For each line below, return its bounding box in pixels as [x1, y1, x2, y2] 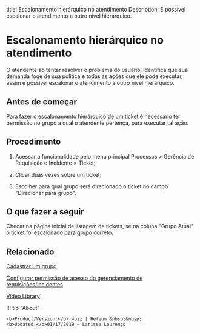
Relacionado [6, 246, 55, 257]
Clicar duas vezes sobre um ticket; [15, 171, 102, 178]
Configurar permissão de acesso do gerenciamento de [6, 274, 143, 282]
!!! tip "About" [6, 305, 40, 312]
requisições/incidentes [6, 281, 64, 288]
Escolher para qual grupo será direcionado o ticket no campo [15, 182, 168, 190]
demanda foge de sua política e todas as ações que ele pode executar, [6, 73, 183, 80]
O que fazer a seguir [6, 206, 84, 217]
